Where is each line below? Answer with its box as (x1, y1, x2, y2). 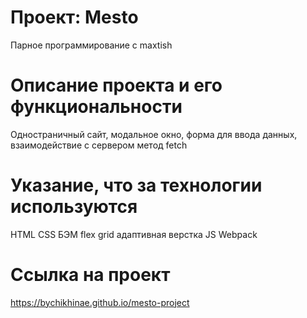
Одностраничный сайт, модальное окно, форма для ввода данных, (10, 128, 298, 140)
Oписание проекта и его (10, 74, 223, 97)
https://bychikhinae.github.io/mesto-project (10, 296, 190, 308)
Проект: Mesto (10, 6, 139, 29)
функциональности (10, 96, 183, 118)
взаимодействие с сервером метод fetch (10, 139, 188, 151)
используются (10, 196, 138, 218)
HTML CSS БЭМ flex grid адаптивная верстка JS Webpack (10, 228, 258, 240)
